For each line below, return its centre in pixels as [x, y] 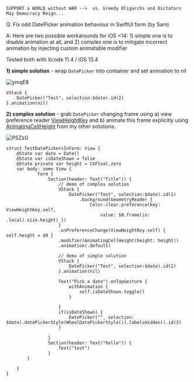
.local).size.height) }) [36, 220]
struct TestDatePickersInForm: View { [53, 149]
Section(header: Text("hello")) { [90, 343]
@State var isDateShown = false [56, 159]
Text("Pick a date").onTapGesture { [103, 281]
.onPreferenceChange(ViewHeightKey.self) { [112, 230]
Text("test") [74, 348]
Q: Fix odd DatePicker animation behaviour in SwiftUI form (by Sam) [88, 24]
